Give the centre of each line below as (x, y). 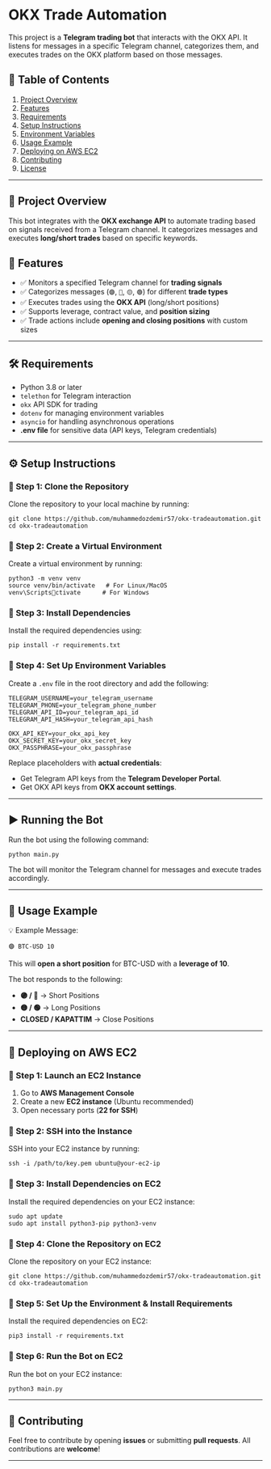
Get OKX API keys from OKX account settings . (98, 787)
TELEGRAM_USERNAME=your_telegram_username (81, 698)
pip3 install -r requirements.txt (67, 1336)
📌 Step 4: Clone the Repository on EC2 (85, 1243)
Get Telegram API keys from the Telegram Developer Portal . (121, 778)
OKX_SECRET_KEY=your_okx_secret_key (70, 741)
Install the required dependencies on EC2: (78, 1321)
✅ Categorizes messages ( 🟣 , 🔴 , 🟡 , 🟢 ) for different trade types (124, 292)
